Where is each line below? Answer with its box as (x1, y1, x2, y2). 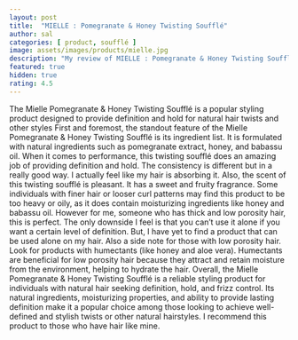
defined (9, 311, 38, 321)
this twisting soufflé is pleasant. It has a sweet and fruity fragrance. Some (9, 178, 278, 189)
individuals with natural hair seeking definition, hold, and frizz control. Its (9, 282, 275, 293)
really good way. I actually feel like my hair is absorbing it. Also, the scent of (9, 170, 286, 180)
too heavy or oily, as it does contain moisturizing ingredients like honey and (9, 197, 285, 209)
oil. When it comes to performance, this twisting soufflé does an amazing (9, 150, 277, 161)
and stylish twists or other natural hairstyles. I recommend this (39, 311, 268, 321)
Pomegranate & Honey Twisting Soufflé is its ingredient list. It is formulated (9, 131, 282, 142)
